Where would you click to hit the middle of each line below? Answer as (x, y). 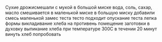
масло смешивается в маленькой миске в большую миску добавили (80, 13)
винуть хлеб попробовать (33, 34)
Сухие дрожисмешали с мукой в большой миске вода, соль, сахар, (79, 7)
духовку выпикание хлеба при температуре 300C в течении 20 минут (81, 29)
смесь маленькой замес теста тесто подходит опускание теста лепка (81, 18)
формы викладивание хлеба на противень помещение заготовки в (78, 23)
